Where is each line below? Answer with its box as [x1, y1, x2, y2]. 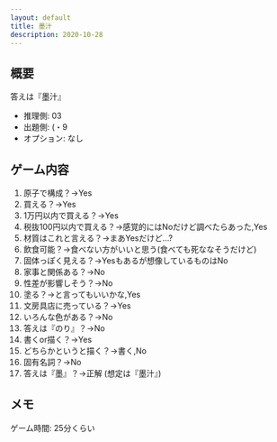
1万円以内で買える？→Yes [22, 210, 120, 221]
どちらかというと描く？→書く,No [22, 345, 147, 356]
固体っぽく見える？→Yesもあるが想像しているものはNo [22, 255, 228, 266]
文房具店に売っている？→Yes [22, 300, 131, 311]
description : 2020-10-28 [10, 30, 103, 39]
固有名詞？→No [22, 357, 82, 367]
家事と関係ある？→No [22, 267, 106, 277]
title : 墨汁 [10, 22, 52, 31]
